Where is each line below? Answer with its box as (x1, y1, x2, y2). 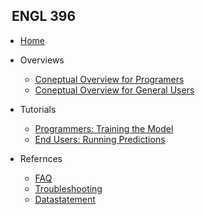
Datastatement (34, 193, 96, 205)
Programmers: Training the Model (34, 122, 174, 134)
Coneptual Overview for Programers (34, 73, 185, 85)
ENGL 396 (11, 8, 77, 25)
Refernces (19, 152, 63, 164)
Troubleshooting (34, 182, 103, 194)
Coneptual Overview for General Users (34, 84, 195, 96)
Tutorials (19, 103, 57, 115)
